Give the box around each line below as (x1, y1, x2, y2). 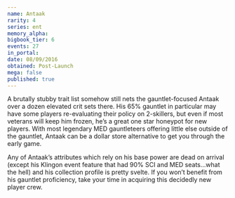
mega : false (7, 69, 42, 76)
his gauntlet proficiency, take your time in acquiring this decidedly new (7, 176, 212, 184)
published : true (7, 75, 55, 83)
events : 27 (7, 43, 39, 50)
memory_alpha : (7, 29, 49, 37)
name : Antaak (7, 10, 46, 18)
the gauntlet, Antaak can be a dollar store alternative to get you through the (7, 132, 225, 140)
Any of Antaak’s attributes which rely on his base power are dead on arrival (7, 153, 224, 161)
